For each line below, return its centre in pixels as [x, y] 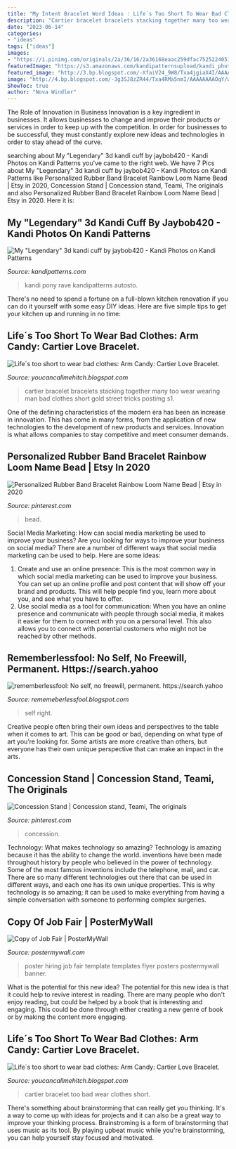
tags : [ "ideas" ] [31, 46]
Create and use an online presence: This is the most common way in [117, 569]
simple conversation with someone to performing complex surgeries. [107, 900]
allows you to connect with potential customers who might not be [112, 628]
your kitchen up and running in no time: [64, 313]
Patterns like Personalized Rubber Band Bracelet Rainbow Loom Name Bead [117, 178]
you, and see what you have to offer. [70, 599]
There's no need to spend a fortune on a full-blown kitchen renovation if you [118, 299]
